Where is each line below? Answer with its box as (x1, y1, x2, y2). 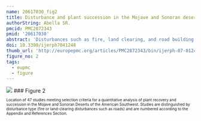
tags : (6, 59, 20, 65)
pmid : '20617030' (6, 31, 50, 37)
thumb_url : (6, 48, 33, 54)
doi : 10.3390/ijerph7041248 (6, 43, 77, 49)
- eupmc (11, 64, 31, 71)
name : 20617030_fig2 (6, 8, 58, 15)
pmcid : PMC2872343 (6, 25, 52, 32)
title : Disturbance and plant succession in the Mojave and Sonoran (6, 14, 181, 20)
